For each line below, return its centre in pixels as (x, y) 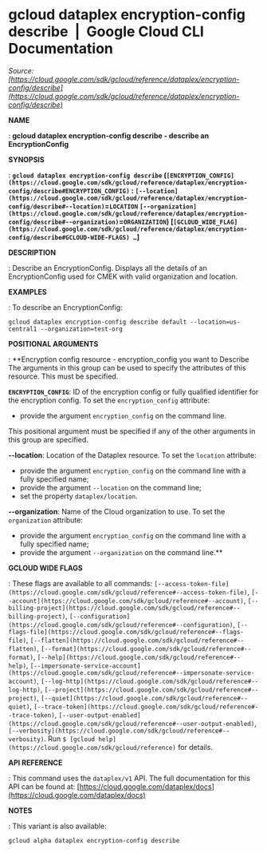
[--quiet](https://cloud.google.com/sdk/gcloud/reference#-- (145, 698)
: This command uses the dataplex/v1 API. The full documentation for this (130, 778)
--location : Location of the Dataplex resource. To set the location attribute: (132, 455)
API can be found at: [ (44, 786)
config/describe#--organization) (64, 222)
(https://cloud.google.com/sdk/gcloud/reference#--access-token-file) (128, 593)
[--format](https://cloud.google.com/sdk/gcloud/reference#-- (146, 649)
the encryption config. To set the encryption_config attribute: (109, 400)
